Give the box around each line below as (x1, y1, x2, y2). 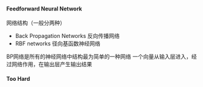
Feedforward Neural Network (6, 5, 83, 12)
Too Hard (6, 75, 31, 82)
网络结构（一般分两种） (6, 19, 65, 27)
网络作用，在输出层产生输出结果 (11, 61, 92, 68)
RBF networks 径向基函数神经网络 (15, 40, 101, 47)
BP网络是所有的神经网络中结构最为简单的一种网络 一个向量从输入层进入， (6, 53, 192, 61)
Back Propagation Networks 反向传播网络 (15, 32, 120, 40)
